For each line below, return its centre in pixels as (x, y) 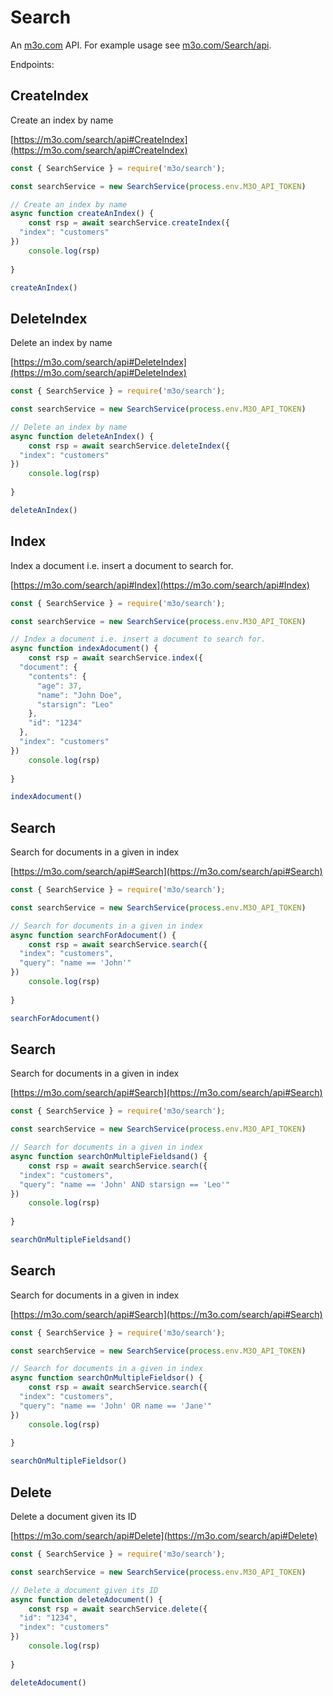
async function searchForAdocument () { (93, 935)
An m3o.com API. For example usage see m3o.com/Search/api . (141, 45)
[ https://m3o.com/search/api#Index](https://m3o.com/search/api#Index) (160, 585)
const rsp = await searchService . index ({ (115, 658)
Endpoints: (32, 64)
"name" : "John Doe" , (79, 695)
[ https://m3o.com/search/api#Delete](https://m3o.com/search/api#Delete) (164, 1535)
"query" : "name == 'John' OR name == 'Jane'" (116, 1406)
